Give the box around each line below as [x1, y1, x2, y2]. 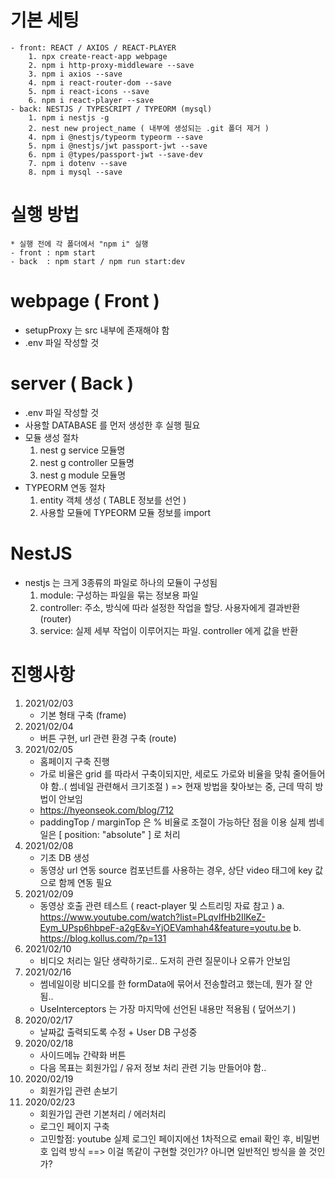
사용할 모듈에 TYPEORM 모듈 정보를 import [39, 506, 212, 518]
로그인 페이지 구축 [39, 1120, 110, 1132]
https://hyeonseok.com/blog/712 [39, 804, 175, 816]
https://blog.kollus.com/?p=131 [39, 932, 167, 944]
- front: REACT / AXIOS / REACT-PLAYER [10, 42, 177, 53]
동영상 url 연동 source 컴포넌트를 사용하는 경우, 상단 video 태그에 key [39, 864, 313, 876]
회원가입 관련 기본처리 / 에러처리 [39, 1107, 167, 1120]
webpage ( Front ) [10, 290, 160, 313]
